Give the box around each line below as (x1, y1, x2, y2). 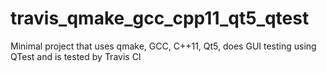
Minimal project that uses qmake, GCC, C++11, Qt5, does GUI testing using (10, 40, 317, 52)
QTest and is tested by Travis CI (10, 50, 142, 62)
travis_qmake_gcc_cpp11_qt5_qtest (10, 7, 310, 30)
